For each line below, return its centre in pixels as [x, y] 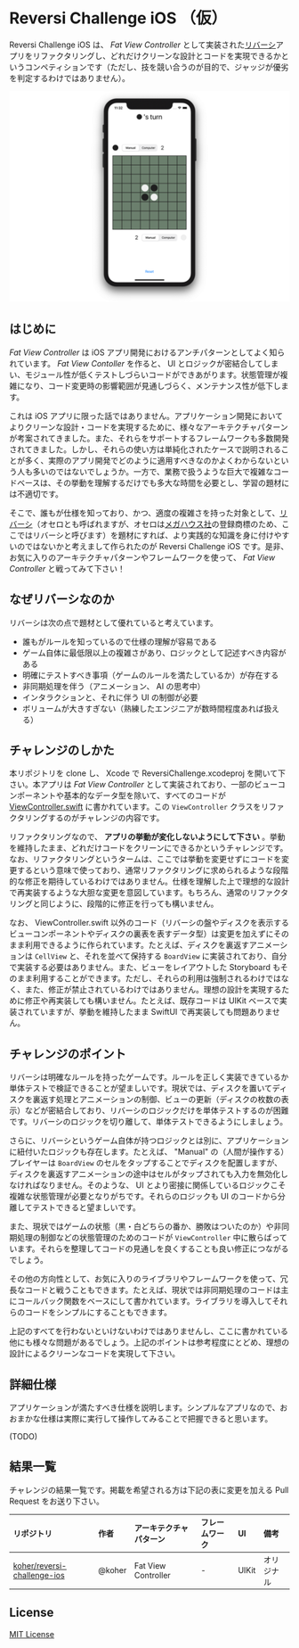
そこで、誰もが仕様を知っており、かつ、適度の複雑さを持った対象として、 [145, 513]
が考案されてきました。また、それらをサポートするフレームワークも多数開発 [149, 438]
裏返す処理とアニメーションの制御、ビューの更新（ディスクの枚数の [157, 1100]
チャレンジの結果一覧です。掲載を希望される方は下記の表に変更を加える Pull [149, 1489]
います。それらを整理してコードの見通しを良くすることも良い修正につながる [149, 1248]
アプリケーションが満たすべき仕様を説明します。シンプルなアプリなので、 [145, 1407]
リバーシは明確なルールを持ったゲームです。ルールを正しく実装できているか [149, 1077]
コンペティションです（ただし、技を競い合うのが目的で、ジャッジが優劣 [157, 67]
